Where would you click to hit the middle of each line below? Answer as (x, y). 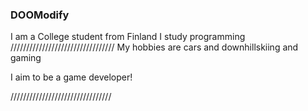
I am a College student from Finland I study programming (128, 37)
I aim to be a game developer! (71, 77)
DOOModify (40, 15)
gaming (26, 58)
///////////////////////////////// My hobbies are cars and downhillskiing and (154, 47)
